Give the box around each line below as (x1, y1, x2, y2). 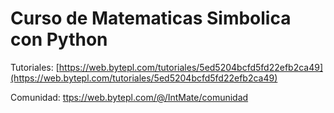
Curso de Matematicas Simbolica (10, 7, 292, 30)
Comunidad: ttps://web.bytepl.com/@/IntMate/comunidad (10, 91, 249, 103)
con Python (10, 28, 108, 51)
